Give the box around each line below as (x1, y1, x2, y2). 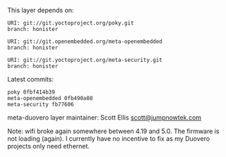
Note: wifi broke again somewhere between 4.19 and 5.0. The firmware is (7, 127, 220, 135)
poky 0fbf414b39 (7, 89, 55, 96)
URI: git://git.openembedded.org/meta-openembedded (7, 38, 162, 45)
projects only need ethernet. (7, 142, 90, 150)
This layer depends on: (7, 6, 74, 14)
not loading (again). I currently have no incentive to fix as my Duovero (7, 134, 210, 143)
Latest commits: (7, 75, 54, 83)
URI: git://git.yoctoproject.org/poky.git (7, 20, 134, 27)
